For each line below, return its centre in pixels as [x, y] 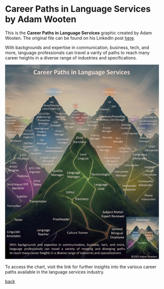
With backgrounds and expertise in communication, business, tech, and [77, 47]
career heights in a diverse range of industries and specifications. [71, 58]
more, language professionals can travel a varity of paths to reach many [77, 53]
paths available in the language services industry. [55, 272]
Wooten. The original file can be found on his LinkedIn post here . [70, 38]
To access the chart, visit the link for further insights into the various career [81, 267]
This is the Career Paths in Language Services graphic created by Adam [79, 33]
